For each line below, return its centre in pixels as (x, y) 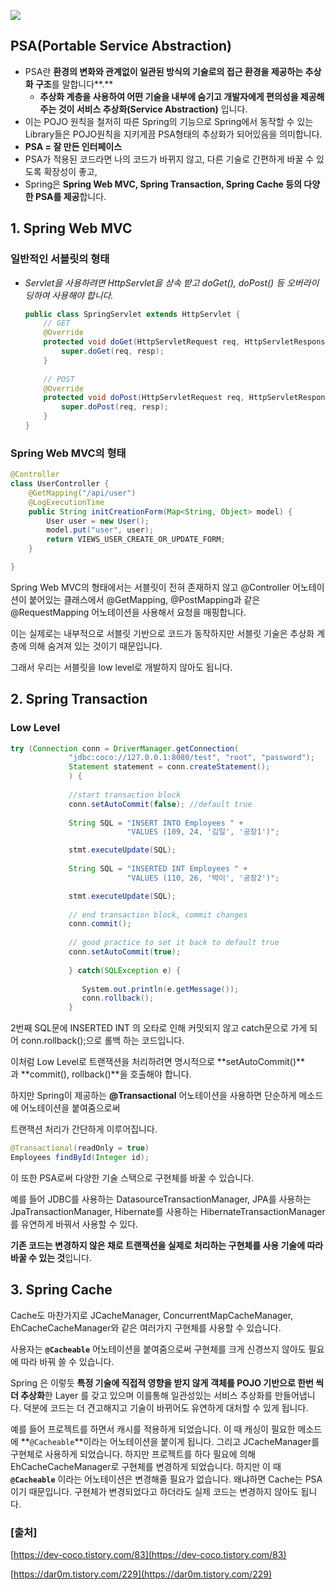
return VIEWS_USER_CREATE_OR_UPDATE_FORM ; (136, 540)
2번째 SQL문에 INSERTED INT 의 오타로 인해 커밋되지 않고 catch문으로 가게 (159, 1028)
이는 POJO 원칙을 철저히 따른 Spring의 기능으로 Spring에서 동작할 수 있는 (169, 121)
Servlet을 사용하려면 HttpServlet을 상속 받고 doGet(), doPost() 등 (154, 282)
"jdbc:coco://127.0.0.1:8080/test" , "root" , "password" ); (191, 758)
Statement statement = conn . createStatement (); (169, 767)
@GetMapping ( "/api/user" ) (82, 493)
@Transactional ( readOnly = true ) (80, 1148)
